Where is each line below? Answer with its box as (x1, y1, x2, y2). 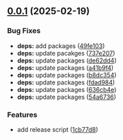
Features (7, 110, 38, 119)
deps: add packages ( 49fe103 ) (16, 41, 105, 50)
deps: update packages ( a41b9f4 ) (16, 63, 114, 71)
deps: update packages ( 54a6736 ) (16, 93, 117, 101)
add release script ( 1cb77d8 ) (16, 125, 98, 133)
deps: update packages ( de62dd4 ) (16, 56, 117, 65)
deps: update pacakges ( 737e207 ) (16, 49, 115, 57)
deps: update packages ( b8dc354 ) (16, 71, 117, 79)
